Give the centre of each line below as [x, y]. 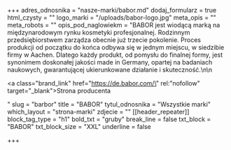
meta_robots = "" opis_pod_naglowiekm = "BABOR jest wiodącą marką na [114, 25]
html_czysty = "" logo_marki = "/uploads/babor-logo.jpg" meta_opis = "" [112, 18]
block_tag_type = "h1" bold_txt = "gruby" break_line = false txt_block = [109, 119]
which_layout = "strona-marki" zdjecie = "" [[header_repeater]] [98, 112]
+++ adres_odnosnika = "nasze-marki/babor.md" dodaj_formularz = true [112, 10]
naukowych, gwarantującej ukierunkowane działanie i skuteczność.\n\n [110, 70]
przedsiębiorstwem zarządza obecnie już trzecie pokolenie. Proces [104, 40]
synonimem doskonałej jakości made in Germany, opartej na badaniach [110, 62]
